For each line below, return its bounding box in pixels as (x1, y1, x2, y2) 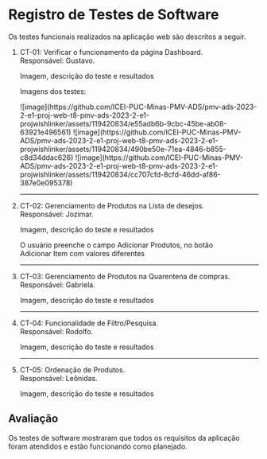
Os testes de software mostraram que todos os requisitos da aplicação (8, 433, 240, 442)
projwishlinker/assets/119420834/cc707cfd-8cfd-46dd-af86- (19, 169, 221, 179)
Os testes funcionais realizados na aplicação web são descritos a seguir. (8, 32, 246, 41)
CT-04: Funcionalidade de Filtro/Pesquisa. (19, 318, 159, 328)
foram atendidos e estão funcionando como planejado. (8, 441, 188, 451)
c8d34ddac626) (19, 153, 74, 162)
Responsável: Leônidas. (19, 373, 98, 383)
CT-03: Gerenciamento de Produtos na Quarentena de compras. (19, 271, 230, 281)
